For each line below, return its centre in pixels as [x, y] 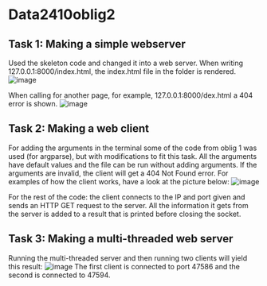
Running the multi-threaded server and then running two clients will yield [128, 258]
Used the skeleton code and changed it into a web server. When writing [126, 63]
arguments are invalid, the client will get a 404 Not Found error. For [118, 173]
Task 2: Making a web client [79, 129]
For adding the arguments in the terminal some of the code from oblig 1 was [133, 148]
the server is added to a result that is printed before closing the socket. [125, 214]
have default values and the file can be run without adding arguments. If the [133, 164]
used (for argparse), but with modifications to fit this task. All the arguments [133, 156]
